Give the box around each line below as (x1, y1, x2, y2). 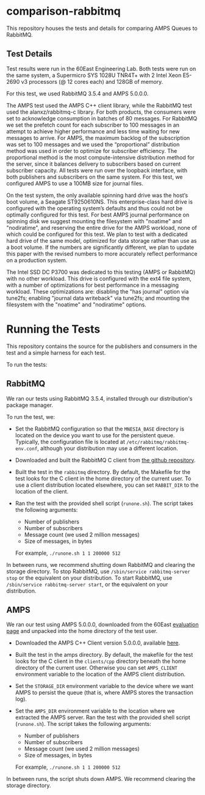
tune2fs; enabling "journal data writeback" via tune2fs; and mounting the (6, 294, 190, 301)
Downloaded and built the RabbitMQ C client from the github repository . (15, 456, 196, 464)
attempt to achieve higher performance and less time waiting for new (6, 127, 180, 135)
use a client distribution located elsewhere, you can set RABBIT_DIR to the (15, 481, 199, 489)
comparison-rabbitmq (6, 4, 121, 18)
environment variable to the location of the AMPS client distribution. (15, 671, 186, 678)
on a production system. (6, 256, 68, 264)
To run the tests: (6, 361, 48, 368)
